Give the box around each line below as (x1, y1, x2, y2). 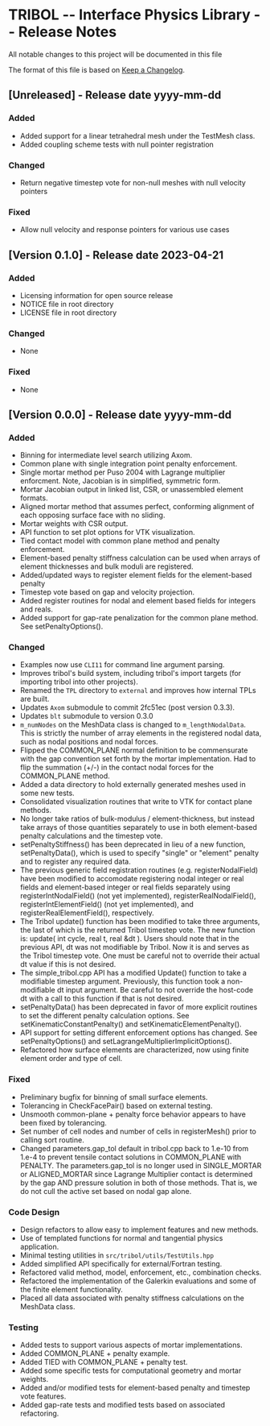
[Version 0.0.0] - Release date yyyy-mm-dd (8, 408, 231, 421)
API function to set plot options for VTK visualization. (19, 528, 195, 537)
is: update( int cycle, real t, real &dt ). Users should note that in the (19, 934, 239, 943)
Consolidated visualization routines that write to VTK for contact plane (19, 797, 253, 806)
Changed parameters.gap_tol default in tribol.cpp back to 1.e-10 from (19, 1143, 249, 1153)
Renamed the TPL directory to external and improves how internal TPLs (19, 686, 256, 695)
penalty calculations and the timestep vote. (19, 831, 163, 841)
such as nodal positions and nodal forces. (19, 737, 158, 747)
